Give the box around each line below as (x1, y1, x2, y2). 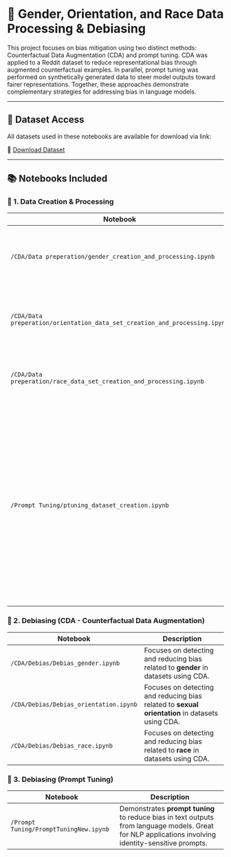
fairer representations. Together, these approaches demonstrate (7, 80, 189, 88)
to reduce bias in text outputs (119, 812, 214, 822)
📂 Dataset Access (7, 114, 85, 126)
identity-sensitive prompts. (119, 838, 208, 848)
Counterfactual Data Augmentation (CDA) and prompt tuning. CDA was (7, 51, 208, 59)
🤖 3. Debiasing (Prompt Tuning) (7, 774, 113, 784)
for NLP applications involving (119, 829, 217, 839)
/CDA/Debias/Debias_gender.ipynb (10, 659, 120, 667)
